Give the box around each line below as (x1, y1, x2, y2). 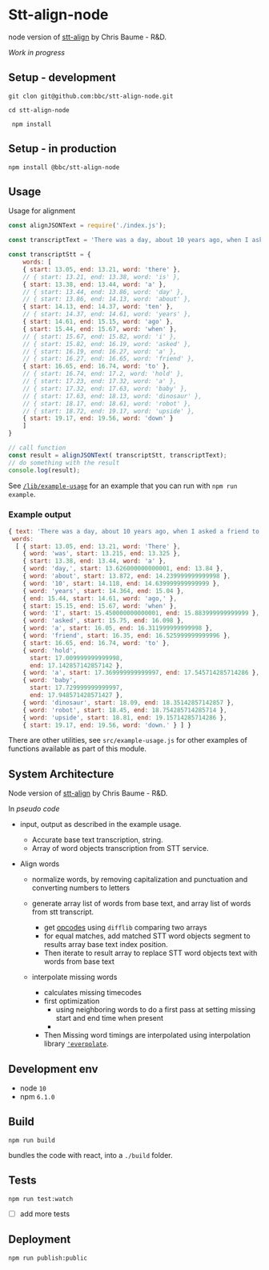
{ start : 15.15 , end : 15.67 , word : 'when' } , (22, 602, 178, 610)
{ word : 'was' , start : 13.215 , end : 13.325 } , (22, 550, 181, 558)
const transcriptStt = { (8, 251, 91, 259)
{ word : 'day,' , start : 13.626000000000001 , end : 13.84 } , (22, 565, 224, 573)
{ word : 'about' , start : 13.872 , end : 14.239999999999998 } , (22, 572, 231, 580)
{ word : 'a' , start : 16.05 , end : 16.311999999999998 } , (22, 624, 214, 632)
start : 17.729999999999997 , (29, 683, 124, 692)
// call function (8, 444, 66, 452)
